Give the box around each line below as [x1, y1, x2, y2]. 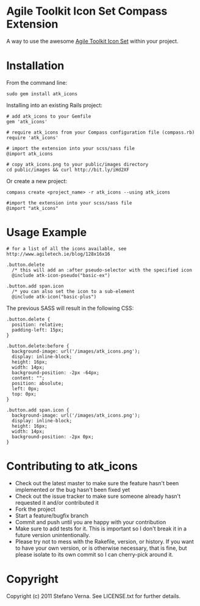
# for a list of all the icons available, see [6, 245, 127, 251]
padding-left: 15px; [12, 326, 64, 333]
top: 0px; [12, 391, 37, 397]
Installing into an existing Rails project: [6, 101, 102, 109]
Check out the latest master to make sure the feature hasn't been [15, 479, 179, 486]
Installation [6, 59, 65, 73]
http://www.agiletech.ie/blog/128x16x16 [6, 251, 111, 257]
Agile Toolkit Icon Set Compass [6, 4, 168, 18]
